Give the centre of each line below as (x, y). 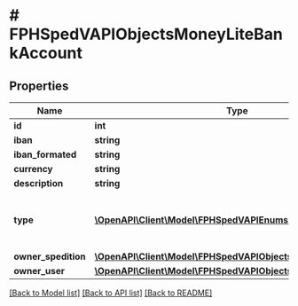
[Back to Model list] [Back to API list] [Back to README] (111, 293)
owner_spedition (50, 256)
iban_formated (45, 154)
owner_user (39, 271)
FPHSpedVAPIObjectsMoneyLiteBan (146, 34)
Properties (39, 86)
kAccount (46, 53)
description (39, 183)
